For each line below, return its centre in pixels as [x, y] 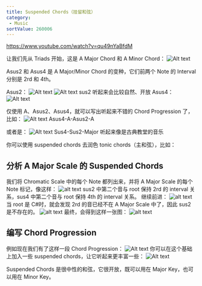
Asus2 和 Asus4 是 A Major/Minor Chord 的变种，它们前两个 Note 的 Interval [101, 72]
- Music [18, 23]
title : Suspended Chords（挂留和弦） [51, 12]
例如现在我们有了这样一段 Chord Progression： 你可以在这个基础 [99, 248]
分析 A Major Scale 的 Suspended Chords [85, 165]
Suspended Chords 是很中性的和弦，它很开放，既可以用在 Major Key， [95, 269]
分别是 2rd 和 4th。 [30, 79]
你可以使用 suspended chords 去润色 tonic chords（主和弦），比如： [91, 145]
